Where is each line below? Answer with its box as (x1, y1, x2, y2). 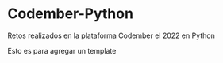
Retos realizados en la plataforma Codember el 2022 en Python (7, 31, 215, 40)
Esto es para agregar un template (7, 46, 117, 55)
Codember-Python (7, 5, 134, 23)
